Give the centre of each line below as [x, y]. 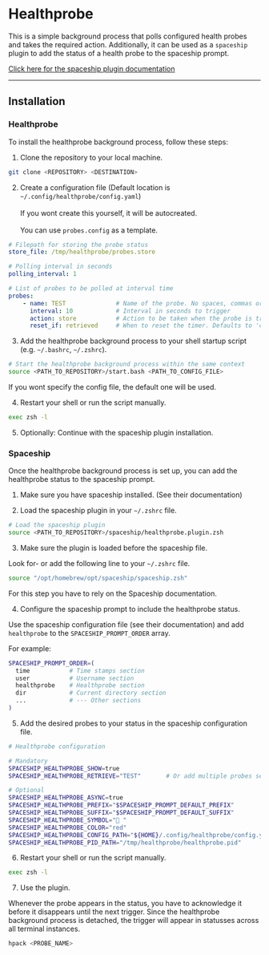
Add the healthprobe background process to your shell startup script [133, 341]
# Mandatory [28, 761]
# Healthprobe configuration [57, 747]
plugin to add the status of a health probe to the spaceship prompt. [119, 53]
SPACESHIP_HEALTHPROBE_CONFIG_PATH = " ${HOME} [84, 835]
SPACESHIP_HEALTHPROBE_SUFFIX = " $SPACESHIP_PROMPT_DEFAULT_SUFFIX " [121, 813]
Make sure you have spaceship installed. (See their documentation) [131, 495]
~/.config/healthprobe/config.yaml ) [80, 196]
